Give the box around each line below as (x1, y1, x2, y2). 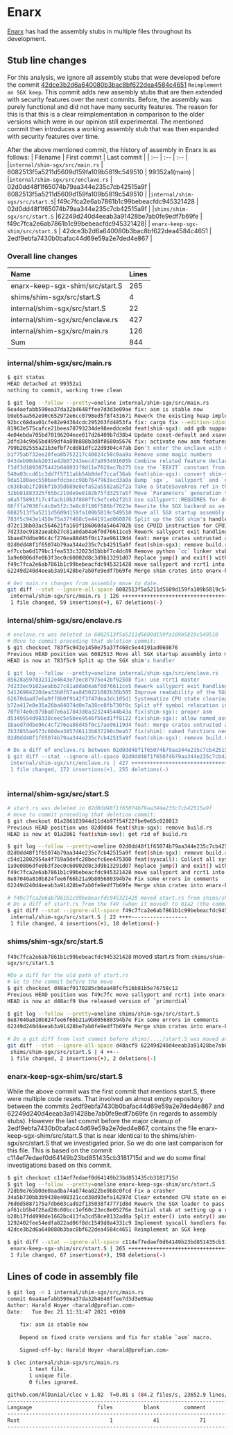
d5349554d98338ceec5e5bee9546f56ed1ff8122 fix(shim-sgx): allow (7, 714, 197, 722)
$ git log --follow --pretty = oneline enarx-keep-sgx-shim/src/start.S (7, 1181, 216, 1188)
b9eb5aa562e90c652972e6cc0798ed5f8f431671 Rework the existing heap (7, 412, 209, 419)
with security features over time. (7, 132, 100, 140)
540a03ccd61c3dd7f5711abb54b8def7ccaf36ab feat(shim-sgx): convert (7, 470, 207, 478)
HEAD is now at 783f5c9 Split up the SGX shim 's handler (7, 657, 175, 664)
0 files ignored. (28, 1379, 79, 1386)
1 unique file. (28, 1372, 73, 1379)
